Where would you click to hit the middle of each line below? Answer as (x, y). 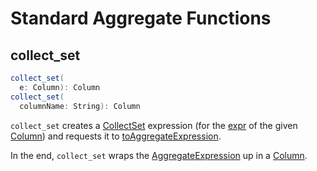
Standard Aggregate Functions (141, 18)
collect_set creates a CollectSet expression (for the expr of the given (154, 125)
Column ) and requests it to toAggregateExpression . (116, 136)
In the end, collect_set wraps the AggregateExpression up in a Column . (159, 155)
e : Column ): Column (60, 87)
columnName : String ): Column (80, 106)
